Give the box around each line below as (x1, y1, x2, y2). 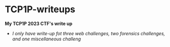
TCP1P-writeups (5, 4, 75, 15)
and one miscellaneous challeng (12, 36, 81, 42)
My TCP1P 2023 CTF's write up (5, 20, 73, 27)
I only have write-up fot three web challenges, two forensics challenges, (12, 30, 165, 36)
